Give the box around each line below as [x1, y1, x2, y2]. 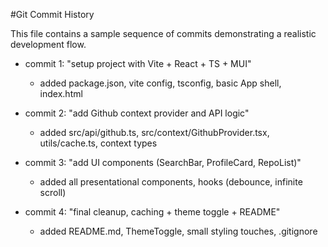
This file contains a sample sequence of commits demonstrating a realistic [10, 28, 317, 39]
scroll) [39, 187, 67, 198]
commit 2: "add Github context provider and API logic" [24, 107, 250, 119]
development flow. [10, 39, 87, 50]
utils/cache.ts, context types [39, 137, 158, 149]
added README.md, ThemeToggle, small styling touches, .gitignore [39, 225, 318, 237]
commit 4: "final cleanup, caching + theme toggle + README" [24, 206, 281, 218]
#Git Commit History [10, 9, 95, 20]
